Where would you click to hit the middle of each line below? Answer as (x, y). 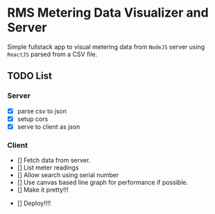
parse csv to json (42, 111)
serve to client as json (49, 126)
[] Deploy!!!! (34, 204)
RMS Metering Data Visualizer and (108, 13)
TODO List (29, 76)
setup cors (33, 119)
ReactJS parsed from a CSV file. (52, 54)
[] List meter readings (48, 167)
